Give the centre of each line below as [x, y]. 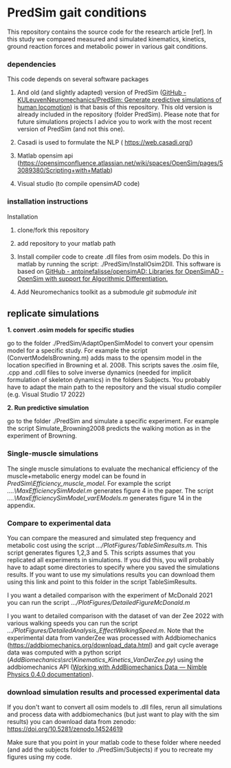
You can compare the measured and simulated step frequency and [102, 537]
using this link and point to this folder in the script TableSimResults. [102, 582]
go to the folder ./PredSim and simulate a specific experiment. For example [113, 421]
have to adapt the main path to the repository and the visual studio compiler [114, 387]
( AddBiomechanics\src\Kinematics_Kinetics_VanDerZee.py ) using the [106, 659]
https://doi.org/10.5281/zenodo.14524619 [65, 729]
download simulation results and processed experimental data [113, 692]
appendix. [21, 505]
